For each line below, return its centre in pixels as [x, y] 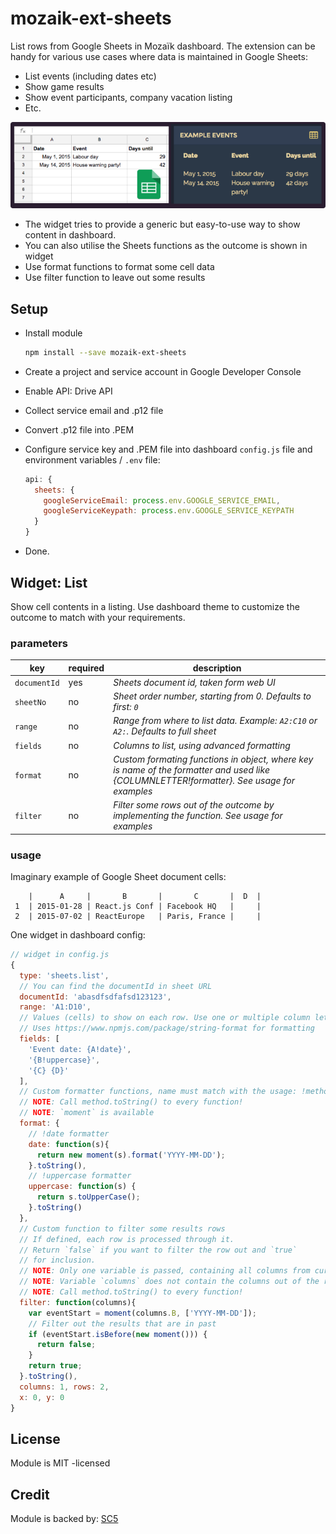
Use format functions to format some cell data [119, 267]
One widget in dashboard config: [78, 935]
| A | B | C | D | [145, 897]
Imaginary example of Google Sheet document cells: [118, 877]
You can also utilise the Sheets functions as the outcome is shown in [166, 246]
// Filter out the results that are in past [122, 1323]
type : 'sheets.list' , [64, 975]
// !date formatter [69, 1133]
